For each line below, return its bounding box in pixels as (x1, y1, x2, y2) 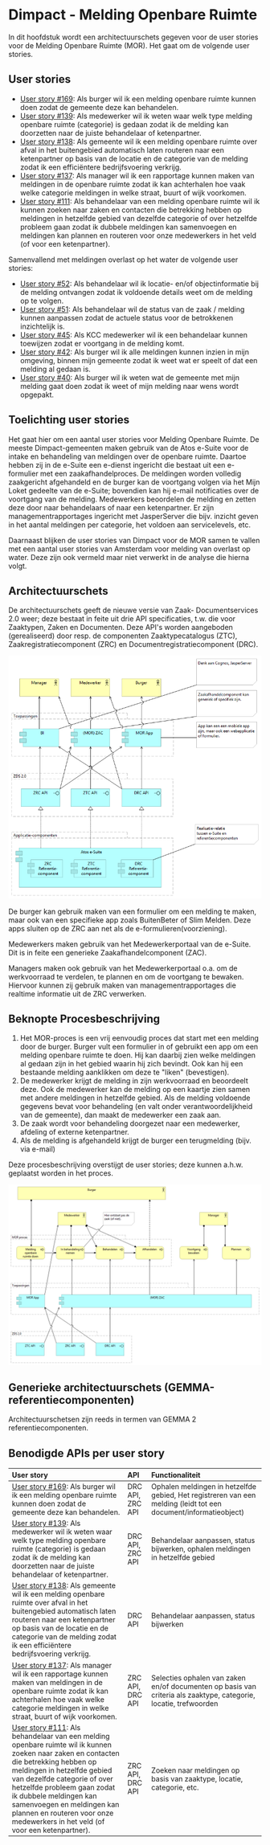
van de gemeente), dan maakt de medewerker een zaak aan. (19, 1111, 222, 1120)
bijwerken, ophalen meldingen (151, 1544, 251, 1554)
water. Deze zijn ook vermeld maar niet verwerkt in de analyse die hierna (8, 552, 250, 562)
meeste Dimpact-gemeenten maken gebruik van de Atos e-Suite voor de (8, 443, 249, 452)
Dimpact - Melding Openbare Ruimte (8, 6, 258, 24)
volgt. (8, 561, 27, 571)
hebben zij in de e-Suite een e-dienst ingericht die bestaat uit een (8, 460, 226, 469)
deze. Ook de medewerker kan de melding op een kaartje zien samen (19, 1085, 251, 1094)
